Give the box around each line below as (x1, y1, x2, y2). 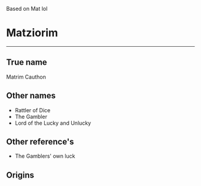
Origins (6, 170, 35, 180)
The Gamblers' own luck (14, 152, 75, 160)
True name (6, 57, 47, 68)
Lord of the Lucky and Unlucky (14, 119, 92, 127)
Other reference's (6, 136, 74, 146)
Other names (6, 91, 56, 101)
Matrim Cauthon (6, 73, 46, 80)
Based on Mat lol (6, 5, 48, 12)
